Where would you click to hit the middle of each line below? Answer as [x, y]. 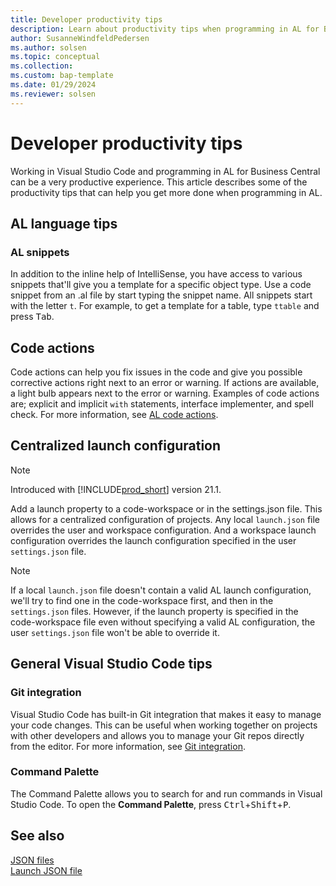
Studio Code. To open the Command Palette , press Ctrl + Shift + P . [151, 804]
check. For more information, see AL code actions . [114, 415]
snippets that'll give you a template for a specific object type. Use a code [161, 285]
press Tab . [32, 317]
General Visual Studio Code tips [111, 664]
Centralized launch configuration [116, 446]
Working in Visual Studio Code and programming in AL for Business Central [165, 171]
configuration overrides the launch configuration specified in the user [153, 540]
